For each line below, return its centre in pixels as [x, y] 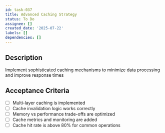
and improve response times [34, 75]
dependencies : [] [23, 38]
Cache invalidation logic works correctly [54, 108]
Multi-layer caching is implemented [49, 103]
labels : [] [16, 33]
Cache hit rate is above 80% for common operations [66, 125]
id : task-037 [19, 10]
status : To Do [20, 19]
